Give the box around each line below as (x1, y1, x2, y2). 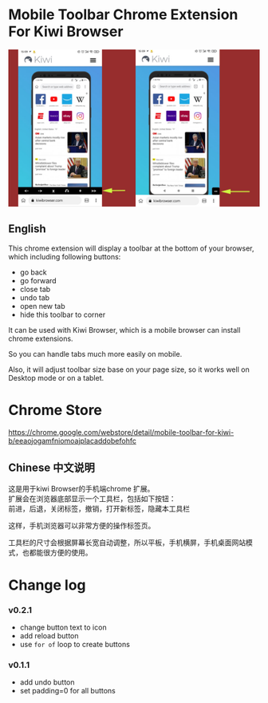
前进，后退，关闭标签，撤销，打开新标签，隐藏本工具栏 (8, 504, 190, 513)
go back (19, 267, 47, 277)
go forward (19, 275, 57, 285)
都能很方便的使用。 (29, 547, 93, 557)
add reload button (19, 630, 79, 640)
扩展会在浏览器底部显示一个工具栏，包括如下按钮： (8, 493, 176, 504)
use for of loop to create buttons (19, 639, 130, 649)
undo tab (19, 293, 50, 302)
